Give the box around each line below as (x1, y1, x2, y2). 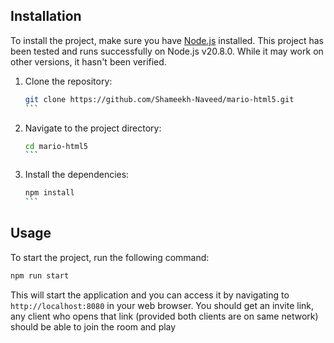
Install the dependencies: (24, 169, 130, 181)
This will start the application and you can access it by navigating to (10, 289, 290, 301)
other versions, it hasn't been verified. (10, 55, 167, 68)
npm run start (10, 270, 70, 281)
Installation (10, 8, 82, 25)
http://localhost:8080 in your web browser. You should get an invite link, (10, 299, 315, 311)
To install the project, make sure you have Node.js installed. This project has (10, 34, 324, 46)
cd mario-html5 (24, 141, 89, 151)
